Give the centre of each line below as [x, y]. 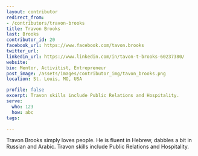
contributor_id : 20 [31, 40]
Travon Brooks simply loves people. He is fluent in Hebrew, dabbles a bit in [99, 140]
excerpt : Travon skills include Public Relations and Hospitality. [93, 96]
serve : [14, 101]
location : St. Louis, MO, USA [44, 79]
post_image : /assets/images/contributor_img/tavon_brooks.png [86, 73]
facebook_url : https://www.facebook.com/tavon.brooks [75, 46]
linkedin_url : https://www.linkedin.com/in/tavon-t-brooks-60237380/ [96, 57]
